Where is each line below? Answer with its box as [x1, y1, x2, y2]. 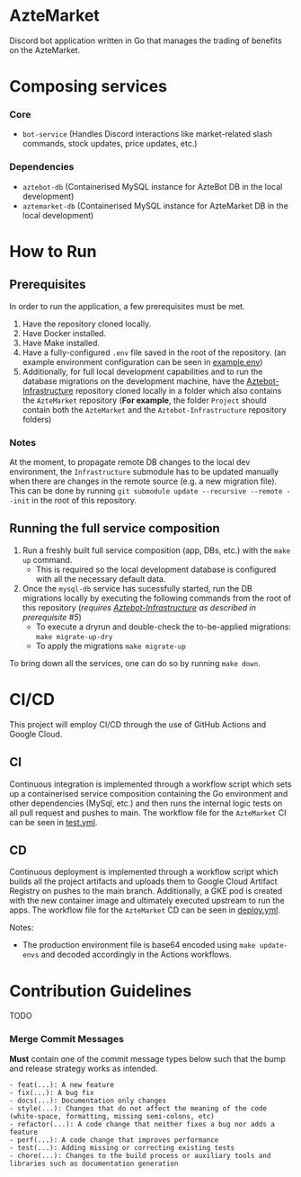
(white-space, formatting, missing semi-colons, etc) [9, 1111, 216, 1120]
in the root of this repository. [31, 495, 137, 506]
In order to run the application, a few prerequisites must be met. [9, 300, 245, 311]
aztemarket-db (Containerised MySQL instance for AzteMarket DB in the [22, 200, 289, 211]
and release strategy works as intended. [9, 1063, 159, 1074]
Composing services [9, 76, 168, 97]
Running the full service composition [9, 521, 220, 536]
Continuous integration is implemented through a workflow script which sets [9, 779, 292, 789]
